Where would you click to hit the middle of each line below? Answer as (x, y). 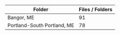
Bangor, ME (21, 17)
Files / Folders (96, 9)
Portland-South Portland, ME (41, 25)
